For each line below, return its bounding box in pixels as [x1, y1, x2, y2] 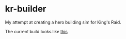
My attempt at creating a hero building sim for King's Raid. [5, 19, 121, 25]
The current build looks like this [5, 28, 68, 34]
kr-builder [5, 3, 47, 14]
